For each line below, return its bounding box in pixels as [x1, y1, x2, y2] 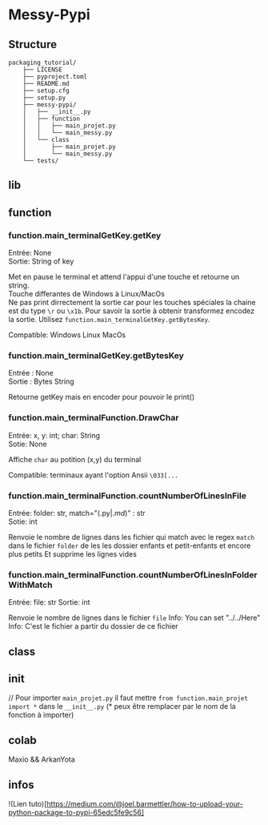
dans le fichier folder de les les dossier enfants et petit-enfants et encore [8, 541, 251, 550]
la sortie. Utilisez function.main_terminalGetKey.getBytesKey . [8, 315, 210, 324]
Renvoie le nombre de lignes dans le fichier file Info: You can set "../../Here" [8, 613, 261, 622]
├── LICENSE [22, 66, 62, 74]
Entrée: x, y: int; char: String [8, 430, 101, 440]
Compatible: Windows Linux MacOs [8, 330, 126, 340]
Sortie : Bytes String [8, 376, 74, 386]
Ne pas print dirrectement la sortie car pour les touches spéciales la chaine [8, 298, 256, 308]
